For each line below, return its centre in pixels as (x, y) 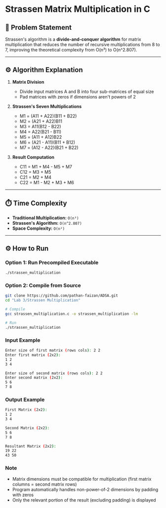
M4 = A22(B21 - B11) (41, 132)
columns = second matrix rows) (44, 484)
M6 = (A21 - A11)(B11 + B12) (47, 142)
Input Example (23, 340)
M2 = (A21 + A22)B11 (41, 121)
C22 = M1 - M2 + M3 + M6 (47, 182)
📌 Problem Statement (39, 27)
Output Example (25, 400)
